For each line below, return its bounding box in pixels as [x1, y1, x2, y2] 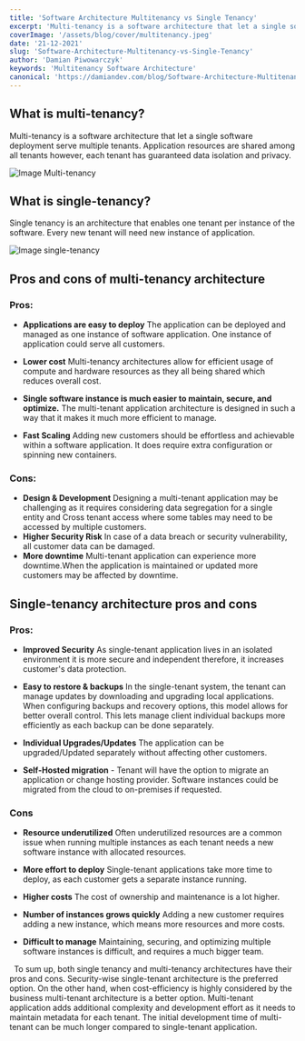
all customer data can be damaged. [22, 541, 156, 552]
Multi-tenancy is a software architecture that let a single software [9, 130, 253, 141]
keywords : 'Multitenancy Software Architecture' [9, 65, 197, 74]
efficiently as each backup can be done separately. [22, 720, 215, 731]
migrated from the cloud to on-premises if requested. [22, 784, 222, 796]
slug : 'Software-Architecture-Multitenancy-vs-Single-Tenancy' [9, 47, 254, 56]
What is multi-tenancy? [9, 106, 145, 122]
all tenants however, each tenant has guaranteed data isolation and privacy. [9, 149, 292, 160]
